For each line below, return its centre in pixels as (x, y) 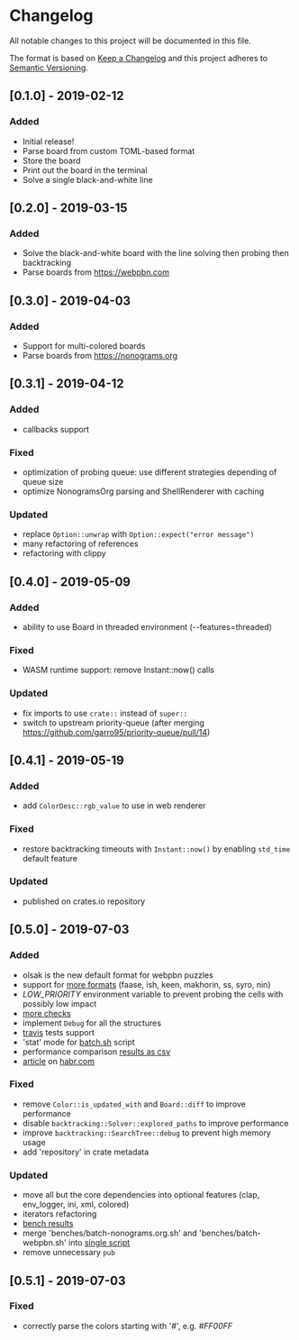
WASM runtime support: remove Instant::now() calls (118, 670)
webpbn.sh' (45, 1243)
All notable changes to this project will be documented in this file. (131, 41)
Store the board (51, 160)
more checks (47, 1013)
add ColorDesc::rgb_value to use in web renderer (114, 806)
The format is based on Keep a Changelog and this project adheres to (139, 58)
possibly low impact (59, 1003)
